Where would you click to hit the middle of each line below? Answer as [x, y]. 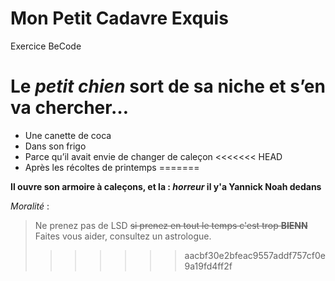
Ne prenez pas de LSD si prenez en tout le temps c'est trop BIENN [171, 225]
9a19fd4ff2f [208, 266]
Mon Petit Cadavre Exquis [119, 18]
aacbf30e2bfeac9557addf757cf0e [255, 255]
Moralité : [30, 206]
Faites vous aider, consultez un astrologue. [123, 236]
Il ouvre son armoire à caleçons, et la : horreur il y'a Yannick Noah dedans [166, 186]
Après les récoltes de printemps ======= [112, 167]
